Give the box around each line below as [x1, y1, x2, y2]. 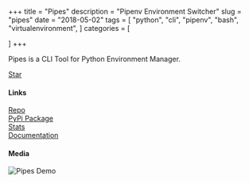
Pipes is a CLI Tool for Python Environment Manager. [8, 55, 181, 63]
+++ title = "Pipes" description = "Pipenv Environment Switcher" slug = [8, 7, 243, 16]
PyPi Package [8, 114, 54, 124]
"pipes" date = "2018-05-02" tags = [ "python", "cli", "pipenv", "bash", [8, 15, 239, 25]
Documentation [8, 131, 59, 140]
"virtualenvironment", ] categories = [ [8, 24, 130, 32]
